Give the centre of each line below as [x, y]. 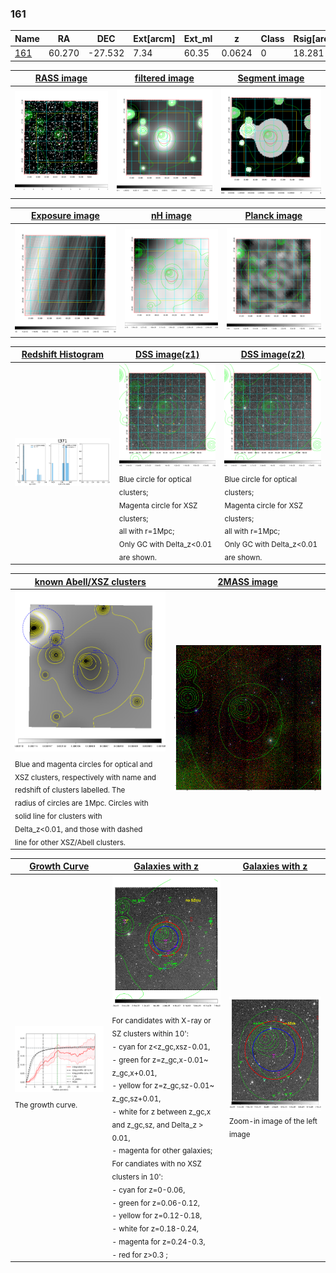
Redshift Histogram [63, 354]
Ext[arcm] [154, 38]
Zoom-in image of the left [273, 1121]
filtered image [164, 78]
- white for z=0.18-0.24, [155, 1228]
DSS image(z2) [272, 354]
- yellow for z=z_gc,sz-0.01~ [163, 1086]
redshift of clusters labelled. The [70, 790]
